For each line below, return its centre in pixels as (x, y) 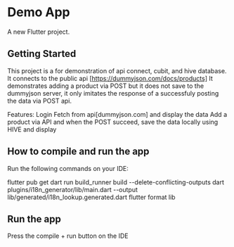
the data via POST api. (40, 101)
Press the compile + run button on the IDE (68, 236)
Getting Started (42, 54)
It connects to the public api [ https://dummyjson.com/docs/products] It (110, 78)
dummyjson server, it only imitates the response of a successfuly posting (113, 93)
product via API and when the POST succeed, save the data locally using (113, 122)
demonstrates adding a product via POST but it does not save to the (106, 86)
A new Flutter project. (39, 32)
